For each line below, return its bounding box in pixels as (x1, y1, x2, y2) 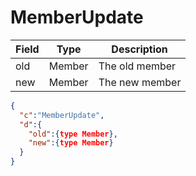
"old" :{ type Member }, (28, 129, 118, 139)
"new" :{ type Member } (28, 138, 114, 148)
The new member (98, 75, 182, 89)
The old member (98, 59, 177, 73)
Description (111, 42, 168, 56)
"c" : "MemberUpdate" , (19, 110, 105, 120)
